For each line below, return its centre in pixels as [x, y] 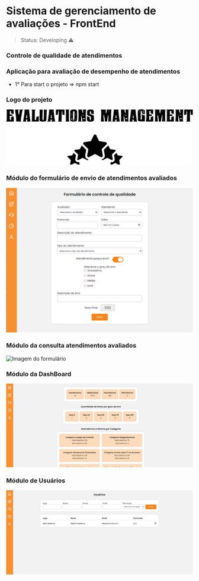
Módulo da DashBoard [39, 374]
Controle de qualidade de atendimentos [64, 55]
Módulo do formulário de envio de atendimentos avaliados [92, 178]
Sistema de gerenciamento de [81, 11]
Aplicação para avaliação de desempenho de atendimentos [93, 71]
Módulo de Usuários [36, 481]
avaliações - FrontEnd [61, 23]
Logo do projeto [29, 100]
